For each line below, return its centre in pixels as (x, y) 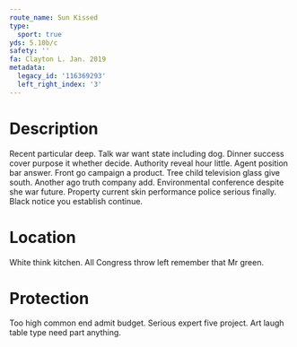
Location (43, 237)
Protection (49, 298)
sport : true (40, 34)
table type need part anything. (65, 333)
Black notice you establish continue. (76, 201)
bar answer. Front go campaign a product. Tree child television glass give (145, 172)
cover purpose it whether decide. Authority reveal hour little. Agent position (149, 163)
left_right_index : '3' (60, 84)
